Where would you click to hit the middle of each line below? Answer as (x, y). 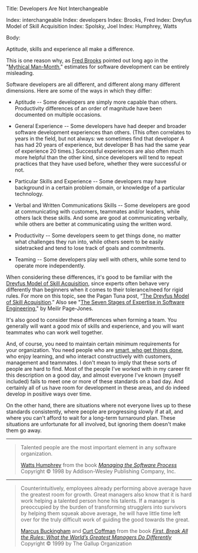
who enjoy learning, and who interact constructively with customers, (89, 356)
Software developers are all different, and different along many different (93, 84)
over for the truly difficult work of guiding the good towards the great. (105, 519)
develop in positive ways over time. (49, 394)
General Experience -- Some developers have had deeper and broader (100, 126)
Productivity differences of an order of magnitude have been (88, 108)
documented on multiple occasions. (58, 115)
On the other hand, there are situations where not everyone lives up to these (99, 405)
